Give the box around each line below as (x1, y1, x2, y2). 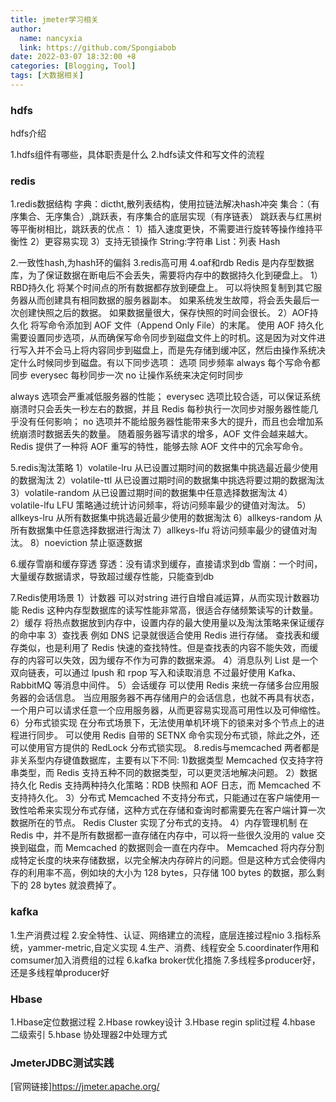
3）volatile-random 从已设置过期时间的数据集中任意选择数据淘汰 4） (10, 487, 293, 499)
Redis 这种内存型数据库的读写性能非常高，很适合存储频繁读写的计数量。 (21, 604, 319, 616)
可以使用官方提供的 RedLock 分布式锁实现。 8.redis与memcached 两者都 (10, 742, 311, 754)
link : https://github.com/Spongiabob (19, 42, 177, 53)
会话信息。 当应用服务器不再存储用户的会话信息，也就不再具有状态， (36, 692, 320, 704)
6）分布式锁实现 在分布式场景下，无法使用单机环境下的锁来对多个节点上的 (10, 717, 317, 729)
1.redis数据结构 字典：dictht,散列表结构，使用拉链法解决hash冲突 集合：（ (10, 198, 312, 210)
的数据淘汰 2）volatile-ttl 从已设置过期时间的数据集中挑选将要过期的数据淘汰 (10, 474, 325, 486)
